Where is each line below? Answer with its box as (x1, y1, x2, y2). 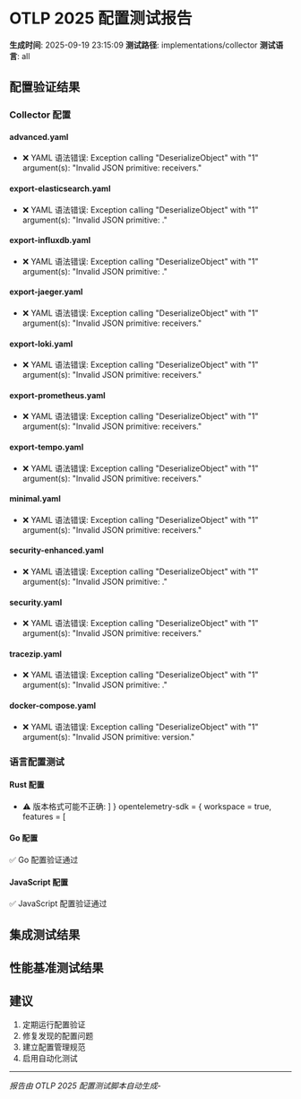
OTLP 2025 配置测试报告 (9, 8, 193, 29)
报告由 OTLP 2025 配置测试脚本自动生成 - (9, 1080, 161, 1091)
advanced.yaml (9, 131, 69, 142)
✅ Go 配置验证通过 (9, 854, 79, 866)
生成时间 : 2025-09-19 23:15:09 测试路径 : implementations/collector (9, 39, 258, 50)
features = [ (21, 811, 66, 822)
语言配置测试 (9, 755, 65, 768)
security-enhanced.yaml (9, 545, 105, 556)
